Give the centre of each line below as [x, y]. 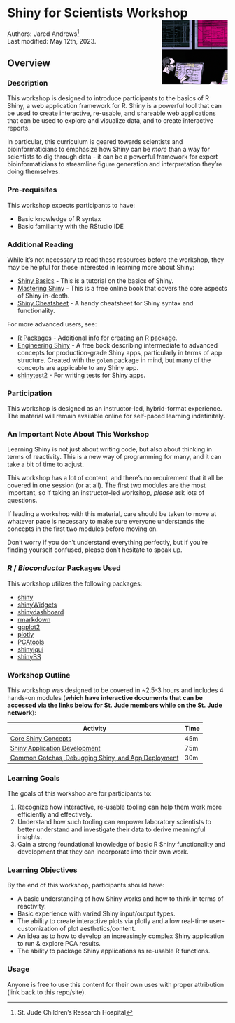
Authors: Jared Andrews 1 [43, 33]
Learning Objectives [43, 870]
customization [38, 929]
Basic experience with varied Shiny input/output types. [97, 913]
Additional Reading [40, 244]
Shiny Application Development [55, 748]
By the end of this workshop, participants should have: [86, 885]
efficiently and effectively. [55, 814]
